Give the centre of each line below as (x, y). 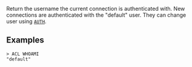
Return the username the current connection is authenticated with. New (96, 9)
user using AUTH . (26, 21)
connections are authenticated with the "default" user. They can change (96, 15)
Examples (25, 40)
